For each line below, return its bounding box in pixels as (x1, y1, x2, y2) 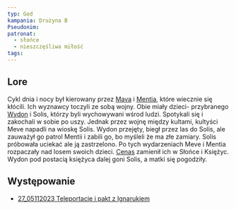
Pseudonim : (7, 23, 40, 30)
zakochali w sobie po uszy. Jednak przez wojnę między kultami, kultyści (7, 117, 218, 126)
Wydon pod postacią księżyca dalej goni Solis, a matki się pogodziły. (7, 155, 207, 163)
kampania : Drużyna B (7, 17, 69, 24)
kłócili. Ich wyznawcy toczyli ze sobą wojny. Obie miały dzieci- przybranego (7, 102, 229, 110)
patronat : (7, 30, 37, 37)
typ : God (7, 10, 33, 18)
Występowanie (7, 175, 76, 187)
